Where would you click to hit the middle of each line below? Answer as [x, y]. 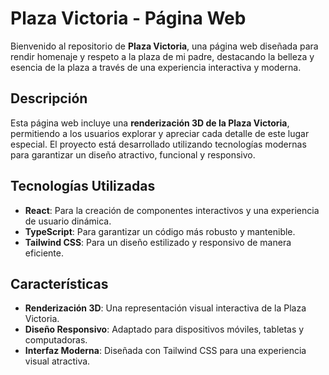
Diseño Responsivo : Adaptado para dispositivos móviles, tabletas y [164, 329]
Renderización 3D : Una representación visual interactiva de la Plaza [165, 308]
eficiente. [44, 253]
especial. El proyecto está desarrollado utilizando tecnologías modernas [158, 144]
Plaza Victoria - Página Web [128, 18]
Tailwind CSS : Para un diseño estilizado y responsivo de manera [158, 242]
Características [59, 283]
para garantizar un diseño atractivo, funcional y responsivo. [133, 154]
